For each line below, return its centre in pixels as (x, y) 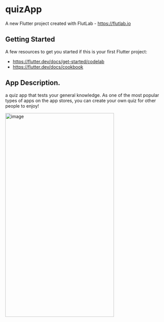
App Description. (33, 83)
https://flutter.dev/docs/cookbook (48, 67)
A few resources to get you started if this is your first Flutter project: (76, 51)
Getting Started (30, 39)
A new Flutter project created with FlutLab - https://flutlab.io (68, 23)
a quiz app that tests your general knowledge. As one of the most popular (82, 95)
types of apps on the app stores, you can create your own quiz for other (81, 101)
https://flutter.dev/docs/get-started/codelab (58, 61)
